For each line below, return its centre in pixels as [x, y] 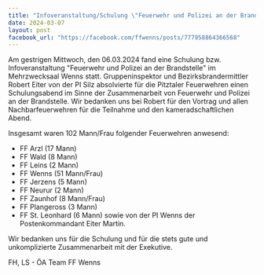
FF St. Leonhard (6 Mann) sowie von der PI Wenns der [107, 215]
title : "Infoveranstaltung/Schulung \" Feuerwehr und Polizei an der [123, 15]
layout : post [29, 30]
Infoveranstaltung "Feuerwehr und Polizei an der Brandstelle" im [112, 68]
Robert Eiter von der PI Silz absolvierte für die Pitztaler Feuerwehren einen [128, 85]
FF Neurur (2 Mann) [51, 190]
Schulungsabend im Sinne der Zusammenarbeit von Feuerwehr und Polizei [129, 93]
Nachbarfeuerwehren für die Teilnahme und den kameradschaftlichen [121, 110]
